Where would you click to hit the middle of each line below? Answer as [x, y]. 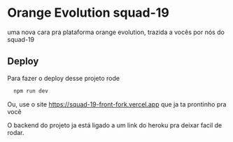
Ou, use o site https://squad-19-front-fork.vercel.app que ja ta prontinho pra [117, 104]
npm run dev [31, 91]
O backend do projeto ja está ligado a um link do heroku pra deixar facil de [115, 125]
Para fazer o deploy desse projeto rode [64, 78]
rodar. [16, 132]
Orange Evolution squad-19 [88, 13]
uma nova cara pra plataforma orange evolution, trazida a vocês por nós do [116, 32]
